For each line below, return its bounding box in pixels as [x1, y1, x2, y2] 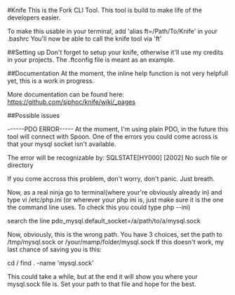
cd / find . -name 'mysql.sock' [7, 259, 94, 267]
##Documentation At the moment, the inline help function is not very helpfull [7, 70, 229, 77]
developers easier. [7, 13, 61, 22]
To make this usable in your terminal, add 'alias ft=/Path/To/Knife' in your [7, 27, 218, 35]
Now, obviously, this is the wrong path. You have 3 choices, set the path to [7, 230, 223, 238]
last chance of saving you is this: [7, 245, 102, 254]
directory [7, 161, 34, 169]
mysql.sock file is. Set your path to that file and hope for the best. [7, 280, 196, 288]
